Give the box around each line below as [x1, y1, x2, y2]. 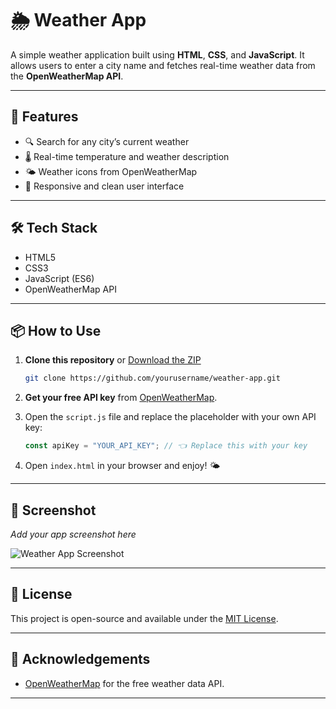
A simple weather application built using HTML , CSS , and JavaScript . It [10, 48, 305, 61]
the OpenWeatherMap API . [10, 70, 124, 82]
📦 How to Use [10, 322, 102, 339]
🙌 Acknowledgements [10, 651, 151, 668]
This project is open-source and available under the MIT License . [10, 612, 279, 624]
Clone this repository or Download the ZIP [24, 354, 202, 366]
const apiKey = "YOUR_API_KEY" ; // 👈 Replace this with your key [24, 441, 308, 451]
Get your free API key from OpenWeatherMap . [24, 392, 218, 404]
